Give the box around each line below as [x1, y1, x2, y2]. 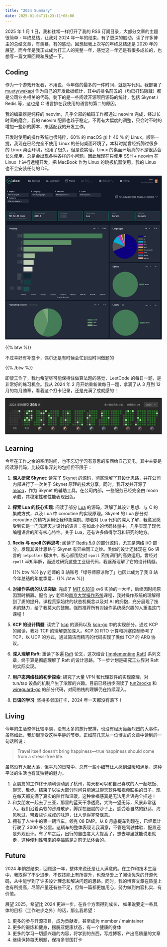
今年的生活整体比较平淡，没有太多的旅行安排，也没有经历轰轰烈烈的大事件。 [5, 726, 162, 732]
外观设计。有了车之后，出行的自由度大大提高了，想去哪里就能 [16, 831, 143, 837]
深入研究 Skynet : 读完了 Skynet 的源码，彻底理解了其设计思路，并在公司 [12, 475, 161, 481]
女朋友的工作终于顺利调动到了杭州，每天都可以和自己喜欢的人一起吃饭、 [12, 781, 161, 787]
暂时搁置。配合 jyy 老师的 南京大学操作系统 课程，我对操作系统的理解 [16, 592, 156, 599]
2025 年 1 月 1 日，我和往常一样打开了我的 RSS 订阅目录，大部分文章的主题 [5, 28, 159, 34]
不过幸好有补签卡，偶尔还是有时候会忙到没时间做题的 [5, 355, 114, 361]
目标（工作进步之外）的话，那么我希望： [13, 907, 97, 913]
